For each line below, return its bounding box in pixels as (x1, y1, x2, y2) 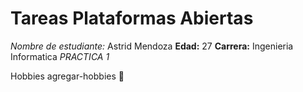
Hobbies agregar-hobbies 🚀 (10, 70, 125, 82)
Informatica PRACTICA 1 (10, 50, 110, 62)
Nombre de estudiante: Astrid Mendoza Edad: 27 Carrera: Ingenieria (10, 40, 294, 52)
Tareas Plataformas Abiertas (10, 7, 254, 30)
